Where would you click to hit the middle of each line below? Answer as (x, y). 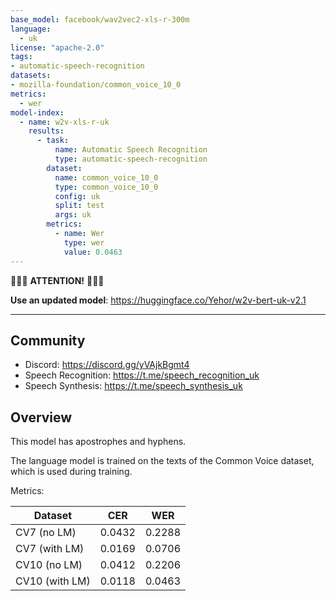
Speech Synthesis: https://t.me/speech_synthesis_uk (133, 386)
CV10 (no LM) (49, 565)
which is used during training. (71, 472)
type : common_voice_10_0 (106, 187)
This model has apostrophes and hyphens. (98, 442)
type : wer (84, 242)
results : (46, 131)
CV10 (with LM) (53, 581)
